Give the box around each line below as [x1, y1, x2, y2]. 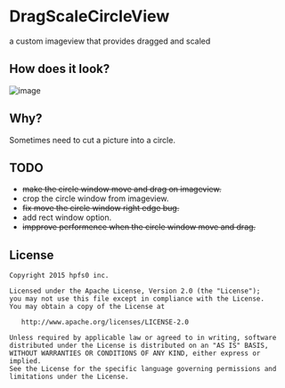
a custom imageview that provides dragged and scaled [9, 36, 211, 46]
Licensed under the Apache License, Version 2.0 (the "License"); [9, 287, 261, 295]
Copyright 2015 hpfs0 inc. [9, 271, 110, 280]
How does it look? [9, 61, 110, 77]
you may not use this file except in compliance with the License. [9, 295, 265, 303]
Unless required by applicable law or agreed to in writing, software [9, 334, 277, 343]
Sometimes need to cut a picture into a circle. [9, 134, 176, 145]
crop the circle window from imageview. [21, 193, 169, 204]
